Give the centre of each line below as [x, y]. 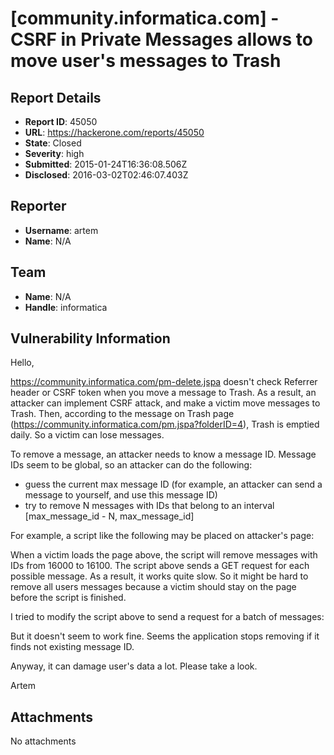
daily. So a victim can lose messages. [87, 435]
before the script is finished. [68, 598]
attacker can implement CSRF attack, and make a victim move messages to [165, 403]
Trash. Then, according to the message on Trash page [122, 414]
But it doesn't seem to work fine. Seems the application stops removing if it [165, 636]
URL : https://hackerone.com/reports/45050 [114, 132]
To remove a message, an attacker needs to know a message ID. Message [163, 454]
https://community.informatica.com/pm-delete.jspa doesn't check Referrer [164, 382]
